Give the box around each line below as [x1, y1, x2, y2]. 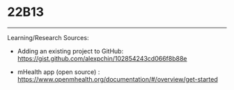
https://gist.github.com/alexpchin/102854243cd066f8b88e [17, 54, 187, 62]
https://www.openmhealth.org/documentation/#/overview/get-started [17, 75, 218, 83]
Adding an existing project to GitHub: [17, 46, 124, 55]
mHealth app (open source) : [17, 67, 100, 76]
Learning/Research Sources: [7, 33, 89, 42]
